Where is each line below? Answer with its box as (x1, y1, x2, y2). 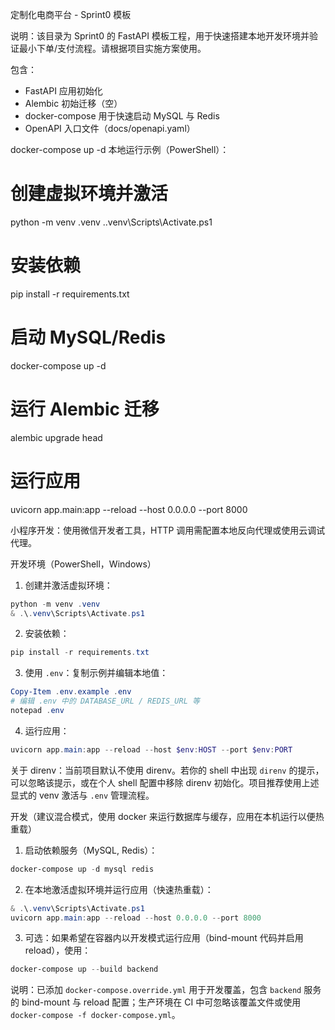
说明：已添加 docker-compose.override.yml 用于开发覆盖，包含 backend (10, 984, 302, 996)
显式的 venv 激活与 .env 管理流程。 (10, 789, 155, 801)
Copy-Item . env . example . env (10, 687, 132, 697)
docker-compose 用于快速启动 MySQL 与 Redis (24, 110, 220, 122)
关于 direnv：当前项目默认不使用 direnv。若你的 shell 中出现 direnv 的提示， (10, 764, 325, 776)
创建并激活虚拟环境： (24, 579, 113, 591)
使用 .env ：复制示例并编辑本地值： (24, 667, 169, 679)
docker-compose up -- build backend (10, 964, 159, 975)
